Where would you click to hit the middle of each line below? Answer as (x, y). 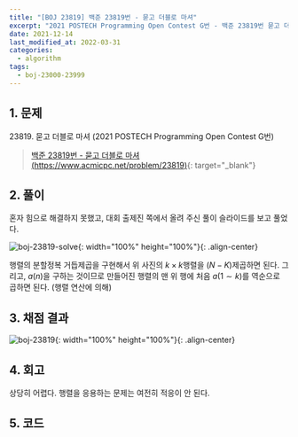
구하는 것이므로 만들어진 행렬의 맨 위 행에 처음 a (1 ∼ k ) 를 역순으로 (166, 277)
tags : (19, 67)
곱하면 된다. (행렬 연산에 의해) (61, 287)
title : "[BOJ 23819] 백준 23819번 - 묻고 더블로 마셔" (103, 17)
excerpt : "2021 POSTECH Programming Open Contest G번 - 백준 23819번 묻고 (145, 26)
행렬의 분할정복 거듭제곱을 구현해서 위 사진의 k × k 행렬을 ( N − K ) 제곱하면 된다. (145, 265)
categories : (31, 51)
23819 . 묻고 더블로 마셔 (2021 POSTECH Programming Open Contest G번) (142, 136)
